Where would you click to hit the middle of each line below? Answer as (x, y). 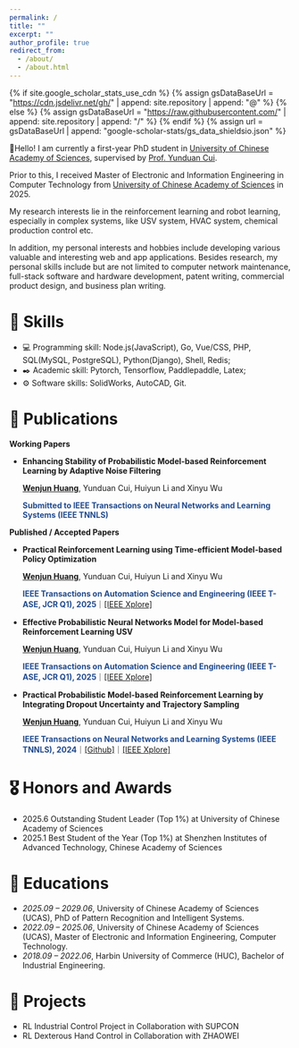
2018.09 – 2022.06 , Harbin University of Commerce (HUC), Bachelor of (153, 955)
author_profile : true (50, 42)
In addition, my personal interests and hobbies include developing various (145, 248)
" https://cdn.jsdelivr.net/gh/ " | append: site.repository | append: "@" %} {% (148, 102)
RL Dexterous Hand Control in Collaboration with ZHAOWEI (130, 1035)
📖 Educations (59, 883)
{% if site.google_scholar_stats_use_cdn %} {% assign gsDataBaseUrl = (141, 93)
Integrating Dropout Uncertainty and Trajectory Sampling (131, 704)
